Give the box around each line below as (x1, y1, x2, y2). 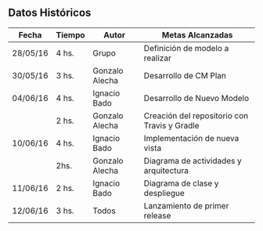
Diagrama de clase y (143, 178, 219, 189)
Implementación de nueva (143, 132, 240, 143)
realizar (143, 52, 172, 63)
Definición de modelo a (143, 42, 229, 53)
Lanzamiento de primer (143, 200, 229, 211)
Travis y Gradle (143, 120, 200, 131)
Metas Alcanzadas (161, 29, 233, 40)
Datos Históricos (8, 6, 92, 20)
